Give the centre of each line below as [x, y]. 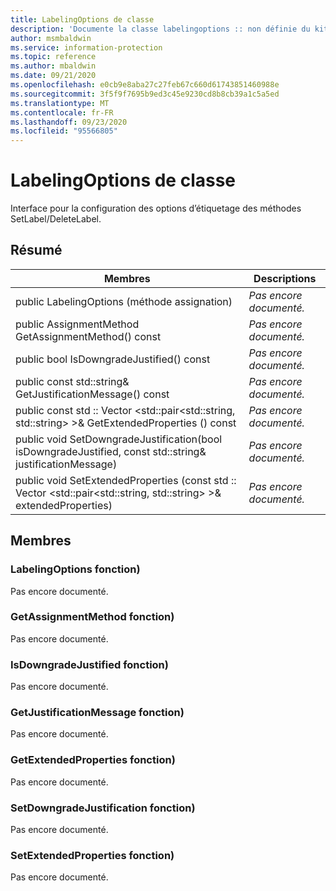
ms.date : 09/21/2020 [53, 76]
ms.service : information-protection [86, 47]
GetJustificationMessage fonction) [97, 713]
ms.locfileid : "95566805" [64, 131]
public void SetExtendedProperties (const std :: [126, 480]
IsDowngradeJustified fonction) [89, 664]
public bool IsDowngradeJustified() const [113, 359]
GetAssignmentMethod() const [88, 336]
